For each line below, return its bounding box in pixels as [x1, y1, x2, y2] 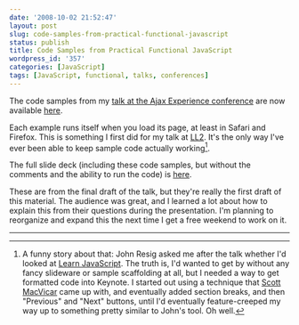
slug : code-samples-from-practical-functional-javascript [9, 29, 229, 38]
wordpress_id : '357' [9, 54, 86, 63]
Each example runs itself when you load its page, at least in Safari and [9, 122, 266, 133]
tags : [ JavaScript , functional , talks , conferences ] [9, 71, 209, 80]
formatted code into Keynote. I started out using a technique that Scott [21, 277, 281, 288]
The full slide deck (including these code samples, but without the [9, 159, 251, 170]
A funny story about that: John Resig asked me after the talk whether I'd [21, 248, 287, 259]
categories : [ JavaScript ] [9, 63, 105, 72]
